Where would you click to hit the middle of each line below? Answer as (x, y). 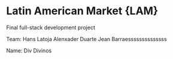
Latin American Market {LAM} (82, 11)
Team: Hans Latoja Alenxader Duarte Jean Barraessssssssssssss (86, 39)
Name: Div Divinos (29, 50)
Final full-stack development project (51, 27)
